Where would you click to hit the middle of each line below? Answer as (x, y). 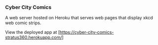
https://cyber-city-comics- (87, 32)
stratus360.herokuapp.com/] (34, 37)
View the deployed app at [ (33, 32)
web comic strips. (23, 23)
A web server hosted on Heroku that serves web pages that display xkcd (79, 18)
